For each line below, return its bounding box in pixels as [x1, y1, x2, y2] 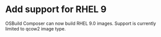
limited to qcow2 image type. [5, 25, 66, 31]
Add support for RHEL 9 [5, 4, 107, 15]
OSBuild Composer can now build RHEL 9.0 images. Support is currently [5, 20, 156, 26]
